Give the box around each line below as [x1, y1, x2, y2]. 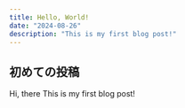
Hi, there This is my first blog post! [9, 89, 136, 99]
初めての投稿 [9, 64, 80, 80]
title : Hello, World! [9, 12, 90, 22]
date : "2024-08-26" [9, 21, 82, 30]
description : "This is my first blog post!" [9, 29, 177, 38]
